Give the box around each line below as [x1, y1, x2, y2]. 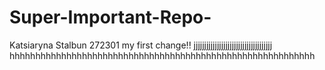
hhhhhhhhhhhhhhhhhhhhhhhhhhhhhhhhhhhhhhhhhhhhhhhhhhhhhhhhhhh [9, 49, 316, 61]
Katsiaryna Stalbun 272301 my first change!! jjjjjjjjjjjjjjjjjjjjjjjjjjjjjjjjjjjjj [9, 39, 273, 51]
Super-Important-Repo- [9, 6, 212, 29]
